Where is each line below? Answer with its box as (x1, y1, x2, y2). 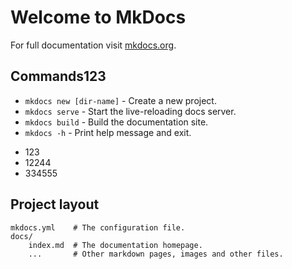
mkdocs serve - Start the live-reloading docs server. (24, 105, 237, 117)
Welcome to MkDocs (10, 6, 187, 29)
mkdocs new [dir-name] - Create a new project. (24, 94, 217, 106)
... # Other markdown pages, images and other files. (28, 249, 284, 259)
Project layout (10, 196, 100, 213)
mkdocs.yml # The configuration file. (10, 222, 186, 233)
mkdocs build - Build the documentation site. (24, 116, 209, 128)
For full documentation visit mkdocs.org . (10, 39, 177, 51)
